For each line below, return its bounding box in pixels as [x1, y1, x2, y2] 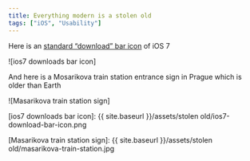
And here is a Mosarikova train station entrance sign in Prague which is [8, 72, 242, 81]
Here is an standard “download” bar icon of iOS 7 [8, 41, 170, 50]
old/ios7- [200, 111, 230, 120]
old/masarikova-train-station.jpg [8, 143, 115, 153]
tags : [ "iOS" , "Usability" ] [8, 19, 102, 27]
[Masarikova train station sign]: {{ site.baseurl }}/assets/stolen [8, 135, 213, 144]
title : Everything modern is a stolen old [8, 11, 152, 20]
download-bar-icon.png [8, 120, 87, 129]
